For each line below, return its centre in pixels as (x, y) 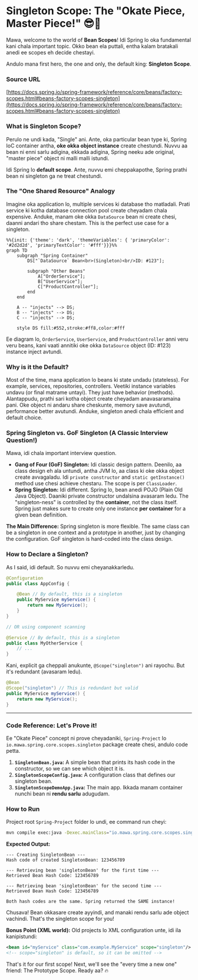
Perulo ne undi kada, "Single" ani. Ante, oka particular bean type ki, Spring (96, 139)
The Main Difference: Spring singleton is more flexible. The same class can (98, 526)
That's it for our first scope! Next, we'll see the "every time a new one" (92, 964)
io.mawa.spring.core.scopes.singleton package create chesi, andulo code (97, 744)
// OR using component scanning (46, 627)
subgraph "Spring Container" (52, 256)
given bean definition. (41, 515)
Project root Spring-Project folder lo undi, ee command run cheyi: (86, 822)
